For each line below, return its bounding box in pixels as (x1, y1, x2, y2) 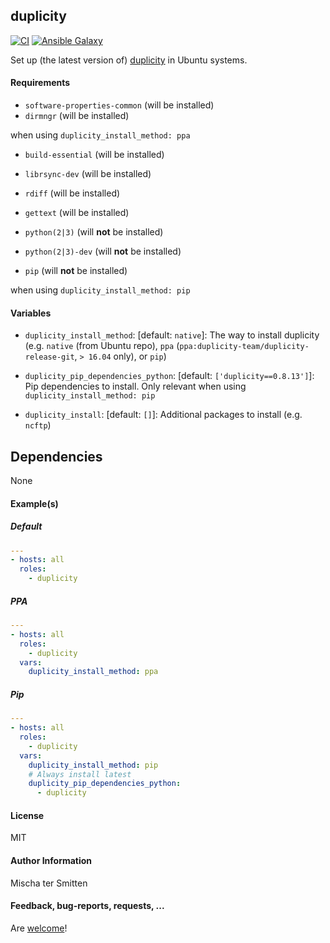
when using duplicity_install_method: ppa (10, 129, 191, 141)
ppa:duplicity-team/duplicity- (179, 342, 310, 352)
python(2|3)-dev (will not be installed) (24, 245, 182, 258)
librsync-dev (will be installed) (24, 168, 152, 180)
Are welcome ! (10, 922, 68, 934)
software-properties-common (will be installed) (24, 99, 215, 111)
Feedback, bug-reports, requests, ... (10, 900, 165, 912)
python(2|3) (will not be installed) (24, 226, 164, 238)
